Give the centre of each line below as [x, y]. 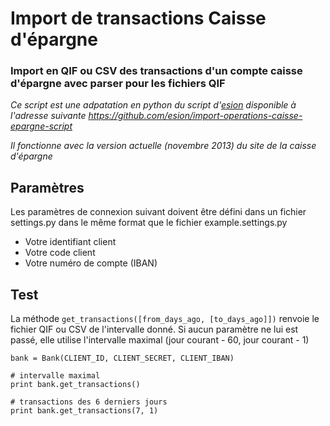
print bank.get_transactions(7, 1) [84, 411]
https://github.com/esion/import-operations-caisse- [195, 116]
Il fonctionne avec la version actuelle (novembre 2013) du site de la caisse [163, 146]
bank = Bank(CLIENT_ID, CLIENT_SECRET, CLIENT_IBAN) [122, 358]
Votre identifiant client [70, 242]
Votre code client [60, 253]
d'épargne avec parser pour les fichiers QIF [118, 84]
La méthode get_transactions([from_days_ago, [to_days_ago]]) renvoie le [165, 319]
